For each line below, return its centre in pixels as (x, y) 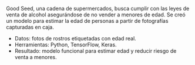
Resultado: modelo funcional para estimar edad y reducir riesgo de (95, 51)
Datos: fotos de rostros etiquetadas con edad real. (75, 38)
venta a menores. (36, 57)
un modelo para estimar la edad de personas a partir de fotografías (87, 21)
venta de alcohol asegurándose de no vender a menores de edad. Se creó (96, 15)
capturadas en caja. (30, 27)
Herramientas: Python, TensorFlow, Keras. (65, 45)
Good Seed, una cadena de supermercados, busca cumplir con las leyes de (98, 8)
